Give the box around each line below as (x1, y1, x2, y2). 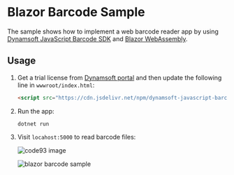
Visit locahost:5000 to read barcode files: (17, 132, 136, 141)
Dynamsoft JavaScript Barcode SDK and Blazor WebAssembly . (7, 34, 188, 43)
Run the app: (17, 107, 54, 115)
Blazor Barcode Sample (7, 4, 145, 20)
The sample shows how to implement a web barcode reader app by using (7, 27, 219, 36)
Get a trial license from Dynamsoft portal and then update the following (17, 73, 222, 82)
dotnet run (17, 120, 50, 128)
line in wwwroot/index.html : (17, 81, 95, 89)
